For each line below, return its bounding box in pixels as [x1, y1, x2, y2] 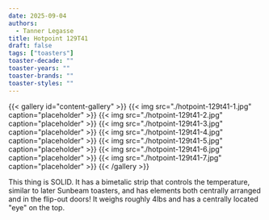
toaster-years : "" [8, 64, 70, 73]
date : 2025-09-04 [8, 11, 67, 20]
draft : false [8, 42, 53, 50]
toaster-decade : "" [8, 57, 74, 65]
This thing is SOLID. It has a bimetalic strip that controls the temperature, [8, 176, 250, 186]
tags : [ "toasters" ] [8, 49, 74, 57]
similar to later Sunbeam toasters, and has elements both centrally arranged [8, 185, 261, 195]
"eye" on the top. [8, 202, 65, 212]
